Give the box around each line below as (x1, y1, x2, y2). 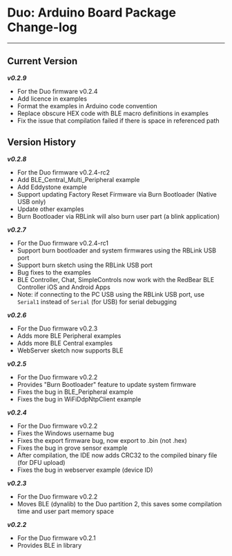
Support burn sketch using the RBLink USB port (17, 261, 153, 269)
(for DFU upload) (17, 458, 66, 466)
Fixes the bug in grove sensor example (17, 444, 128, 452)
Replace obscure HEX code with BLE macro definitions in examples (17, 109, 209, 117)
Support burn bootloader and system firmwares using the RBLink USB (17, 246, 216, 255)
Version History (7, 137, 76, 148)
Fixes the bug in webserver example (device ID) (17, 466, 153, 474)
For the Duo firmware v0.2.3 (17, 324, 98, 332)
